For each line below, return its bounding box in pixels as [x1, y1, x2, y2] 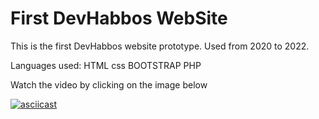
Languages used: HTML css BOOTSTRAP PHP [10, 59, 202, 71]
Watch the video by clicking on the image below [10, 78, 208, 91]
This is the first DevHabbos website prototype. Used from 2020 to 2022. [10, 40, 310, 52]
